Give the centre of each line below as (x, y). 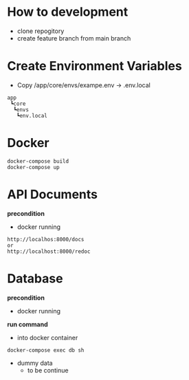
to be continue (48, 370)
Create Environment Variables (94, 66)
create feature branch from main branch (74, 38)
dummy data (35, 363)
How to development (68, 12)
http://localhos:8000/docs (46, 239)
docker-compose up (33, 167)
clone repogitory (41, 31)
